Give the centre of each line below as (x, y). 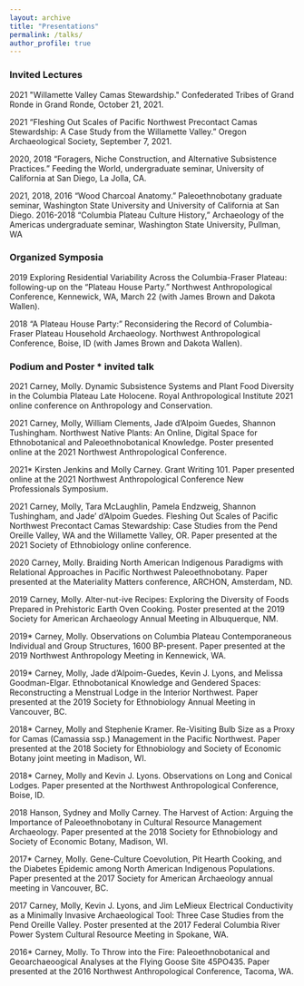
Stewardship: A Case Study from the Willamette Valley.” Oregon (128, 132)
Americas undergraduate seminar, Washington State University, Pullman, (145, 224)
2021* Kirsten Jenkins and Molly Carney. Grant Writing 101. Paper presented (152, 470)
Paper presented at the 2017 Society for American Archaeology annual (142, 879)
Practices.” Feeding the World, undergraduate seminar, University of (137, 168)
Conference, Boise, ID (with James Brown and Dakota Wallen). (126, 343)
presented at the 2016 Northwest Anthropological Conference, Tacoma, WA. (152, 971)
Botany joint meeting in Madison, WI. (78, 758)
